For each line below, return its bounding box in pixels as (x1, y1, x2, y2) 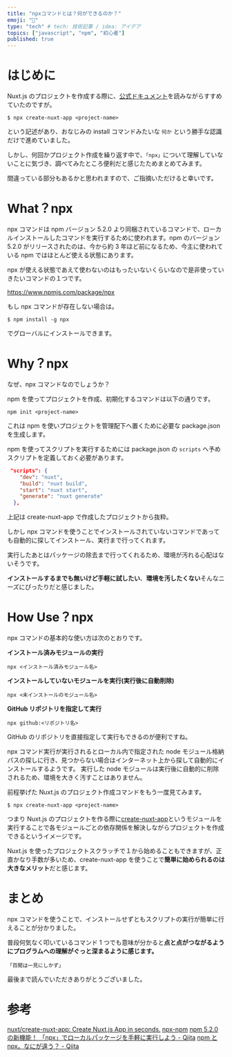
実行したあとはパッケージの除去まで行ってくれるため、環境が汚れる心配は (7, 551, 219, 559)
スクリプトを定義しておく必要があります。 (7, 453, 128, 462)
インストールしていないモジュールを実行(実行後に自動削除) (7, 677, 175, 685)
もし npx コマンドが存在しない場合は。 (7, 302, 119, 310)
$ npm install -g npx (7, 316, 70, 323)
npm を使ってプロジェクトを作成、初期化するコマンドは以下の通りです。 (7, 395, 214, 403)
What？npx (7, 201, 73, 216)
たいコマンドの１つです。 (12, 274, 86, 282)
